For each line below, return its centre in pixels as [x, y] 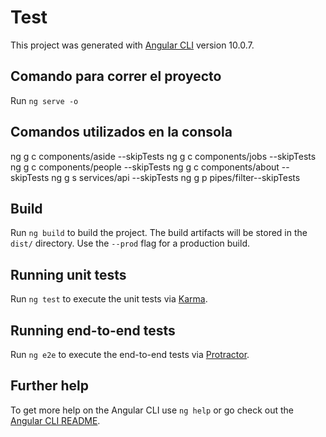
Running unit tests [68, 274]
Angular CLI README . [55, 420]
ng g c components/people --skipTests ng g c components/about [145, 167]
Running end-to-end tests [93, 330]
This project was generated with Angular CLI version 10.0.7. [132, 45]
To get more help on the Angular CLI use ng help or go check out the [152, 410]
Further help [50, 386]
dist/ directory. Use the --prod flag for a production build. [130, 243]
